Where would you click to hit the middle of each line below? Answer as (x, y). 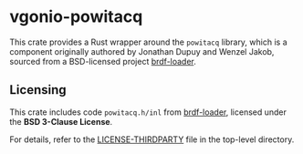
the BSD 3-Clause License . (61, 121)
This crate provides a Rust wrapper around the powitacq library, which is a (148, 42)
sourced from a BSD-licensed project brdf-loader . (103, 61)
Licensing (38, 90)
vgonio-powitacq (76, 17)
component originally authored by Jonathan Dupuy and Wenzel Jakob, (142, 51)
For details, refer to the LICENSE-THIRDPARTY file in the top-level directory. (152, 139)
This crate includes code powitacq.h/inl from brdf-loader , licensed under (148, 112)
